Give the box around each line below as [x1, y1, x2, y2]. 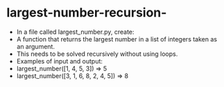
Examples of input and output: [16, 57, 103, 65]
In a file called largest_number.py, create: [16, 28, 135, 36]
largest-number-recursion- [6, 5, 167, 21]
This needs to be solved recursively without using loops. [16, 50, 178, 58]
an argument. [16, 42, 55, 50]
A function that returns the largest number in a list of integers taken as [16, 35, 218, 43]
